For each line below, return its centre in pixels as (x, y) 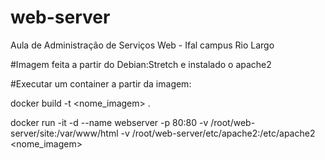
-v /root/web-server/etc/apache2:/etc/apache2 (218, 133)
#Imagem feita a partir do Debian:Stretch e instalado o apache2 (141, 64)
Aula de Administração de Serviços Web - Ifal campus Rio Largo (142, 45)
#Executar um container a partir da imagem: (101, 83)
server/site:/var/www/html (64, 133)
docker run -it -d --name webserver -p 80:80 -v (109, 122)
